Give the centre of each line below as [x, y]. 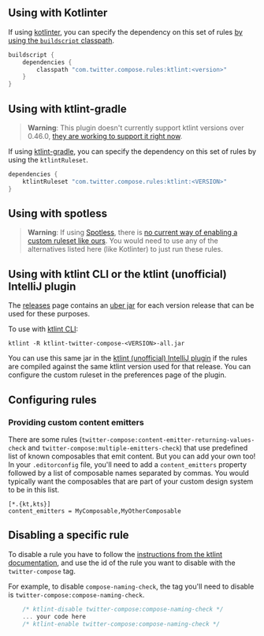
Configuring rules [52, 400]
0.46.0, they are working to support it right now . [105, 136]
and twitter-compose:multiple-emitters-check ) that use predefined [138, 447]
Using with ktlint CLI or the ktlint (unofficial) [117, 274]
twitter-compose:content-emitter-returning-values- [168, 440]
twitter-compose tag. [42, 571]
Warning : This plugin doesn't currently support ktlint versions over [136, 128]
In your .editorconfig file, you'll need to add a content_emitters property [127, 464]
